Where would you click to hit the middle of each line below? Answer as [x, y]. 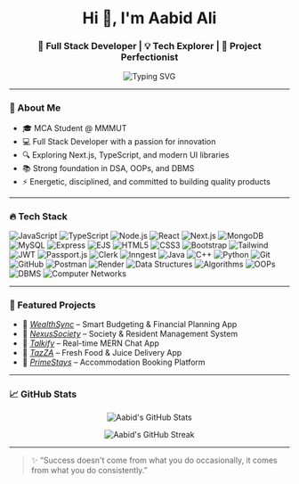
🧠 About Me [35, 108]
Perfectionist [149, 57]
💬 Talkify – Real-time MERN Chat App [91, 343]
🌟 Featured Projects [53, 305]
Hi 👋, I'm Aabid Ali [149, 18]
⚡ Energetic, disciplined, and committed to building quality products [146, 181]
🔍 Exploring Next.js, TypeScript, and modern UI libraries [125, 154]
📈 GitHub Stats [43, 394]
